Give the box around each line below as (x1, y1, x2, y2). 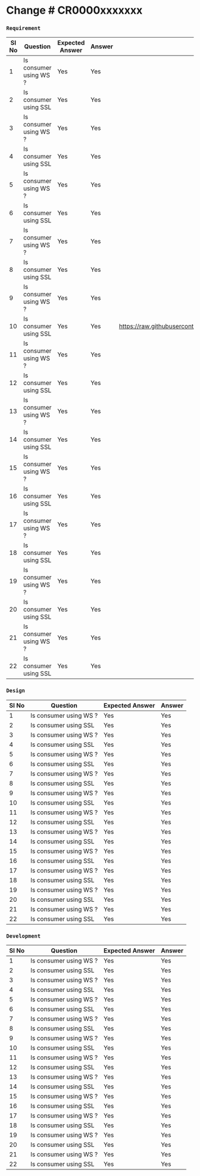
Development (6, 932, 41, 939)
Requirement (6, 25, 41, 32)
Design (6, 687, 26, 694)
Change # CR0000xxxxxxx (6, 4, 143, 17)
